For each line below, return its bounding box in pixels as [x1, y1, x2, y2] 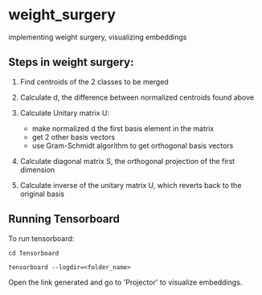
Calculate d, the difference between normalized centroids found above [19, 92, 255, 102]
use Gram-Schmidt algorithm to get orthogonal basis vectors [31, 141, 234, 150]
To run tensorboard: [8, 233, 75, 243]
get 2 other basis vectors [31, 132, 115, 141]
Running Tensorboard [8, 212, 121, 226]
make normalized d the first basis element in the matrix [31, 123, 215, 133]
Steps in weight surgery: [8, 55, 134, 69]
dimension [19, 165, 55, 174]
